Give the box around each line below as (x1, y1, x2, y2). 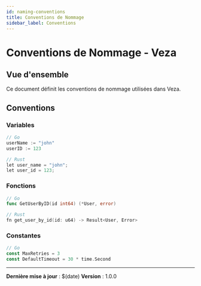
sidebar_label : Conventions (6, 20, 77, 26)
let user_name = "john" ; (6, 162, 68, 168)
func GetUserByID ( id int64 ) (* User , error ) (6, 201, 117, 207)
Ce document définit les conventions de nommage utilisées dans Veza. (6, 85, 181, 93)
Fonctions (6, 182, 36, 190)
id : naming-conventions (6, 8, 66, 15)
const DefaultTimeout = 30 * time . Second (6, 256, 111, 263)
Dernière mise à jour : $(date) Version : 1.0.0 (6, 273, 117, 280)
